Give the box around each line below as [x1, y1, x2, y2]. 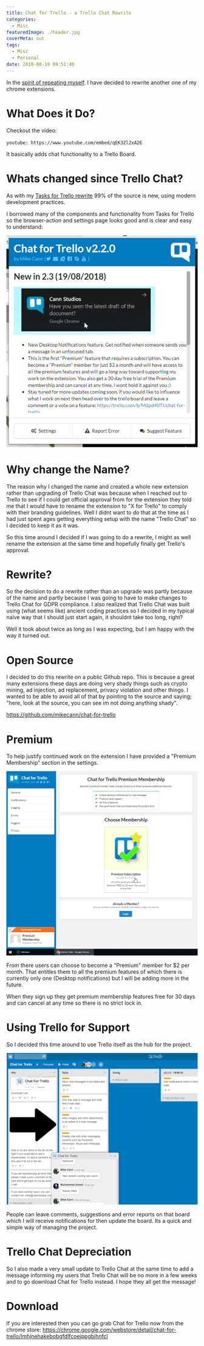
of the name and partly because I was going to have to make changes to [6, 594, 187, 601]
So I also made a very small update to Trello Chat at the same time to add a [6, 1265, 194, 1272]
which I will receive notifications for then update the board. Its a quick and [6, 1217, 192, 1224]
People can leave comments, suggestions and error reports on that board [6, 1210, 190, 1218]
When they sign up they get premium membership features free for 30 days [6, 993, 195, 1001]
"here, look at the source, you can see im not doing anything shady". [6, 700, 178, 707]
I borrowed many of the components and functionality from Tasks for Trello [6, 210, 194, 218]
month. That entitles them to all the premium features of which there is [6, 968, 182, 976]
